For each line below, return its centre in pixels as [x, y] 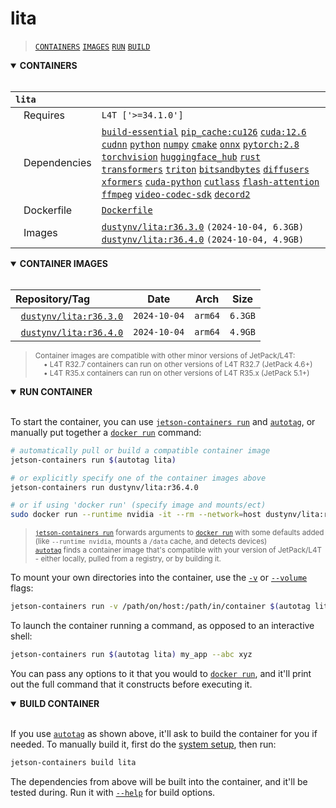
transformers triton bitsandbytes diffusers [205, 169]
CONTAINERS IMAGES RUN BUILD [92, 47]
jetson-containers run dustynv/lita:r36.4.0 [104, 487]
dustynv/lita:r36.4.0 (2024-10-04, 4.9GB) [203, 239]
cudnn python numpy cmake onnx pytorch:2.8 [200, 144]
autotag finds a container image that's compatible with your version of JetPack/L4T [178, 550]
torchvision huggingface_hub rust [181, 156]
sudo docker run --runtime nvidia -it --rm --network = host [136, 515]
